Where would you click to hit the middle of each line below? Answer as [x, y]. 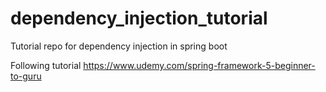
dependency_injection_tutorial [139, 18]
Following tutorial [46, 65]
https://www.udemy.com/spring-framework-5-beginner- [199, 65]
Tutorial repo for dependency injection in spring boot [119, 46]
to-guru [26, 76]
